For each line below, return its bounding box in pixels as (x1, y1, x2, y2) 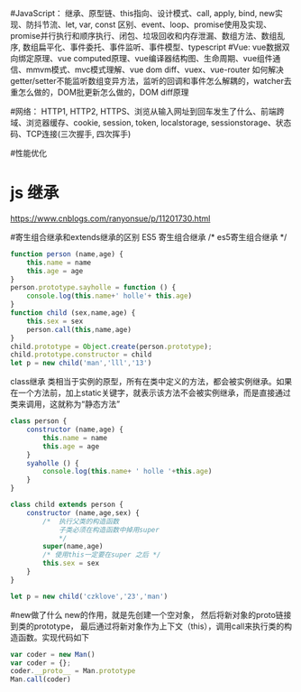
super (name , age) (42, 542, 104, 551)
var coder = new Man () (10, 650, 96, 659)
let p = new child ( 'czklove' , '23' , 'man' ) (10, 592, 169, 601)
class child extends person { (10, 500, 124, 510)
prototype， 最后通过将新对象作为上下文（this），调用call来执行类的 (33, 621, 285, 632)
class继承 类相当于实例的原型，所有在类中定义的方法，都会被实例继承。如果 (10, 376, 292, 387)
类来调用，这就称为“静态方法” (10, 399, 121, 410)
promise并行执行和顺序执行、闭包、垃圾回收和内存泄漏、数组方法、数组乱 (10, 31, 286, 41)
